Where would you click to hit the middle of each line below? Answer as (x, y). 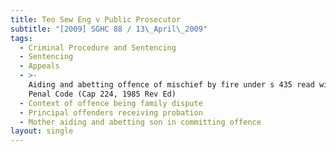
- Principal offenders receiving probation (111, 112)
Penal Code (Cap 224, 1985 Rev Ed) (102, 94)
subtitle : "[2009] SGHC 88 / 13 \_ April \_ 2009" (109, 29)
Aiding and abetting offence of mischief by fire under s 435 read (171, 85)
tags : (21, 38)
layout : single (42, 131)
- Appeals (39, 66)
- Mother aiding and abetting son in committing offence (140, 122)
